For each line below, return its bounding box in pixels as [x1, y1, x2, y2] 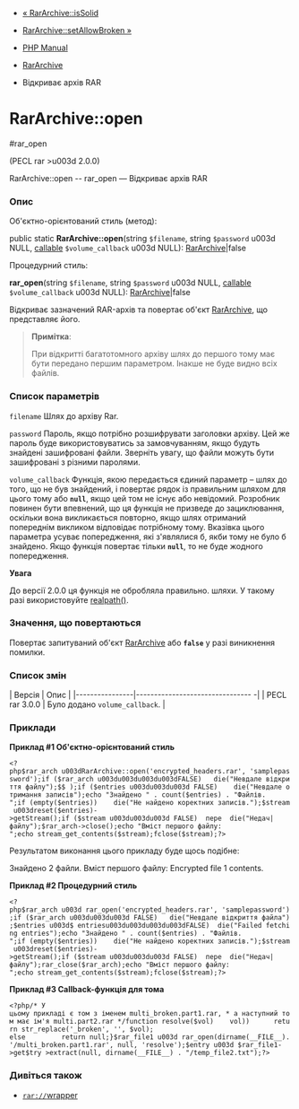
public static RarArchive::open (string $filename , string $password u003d [9, 233, 276, 244]
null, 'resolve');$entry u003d [117, 1041, 235, 1050]
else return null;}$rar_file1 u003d [9, 1033, 178, 1042]
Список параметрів [9, 390, 100, 403]
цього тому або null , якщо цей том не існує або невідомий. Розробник [9, 493, 280, 503]
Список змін [9, 668, 67, 681]
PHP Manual [21, 42, 69, 53]
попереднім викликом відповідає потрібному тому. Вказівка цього [9, 521, 265, 532]
